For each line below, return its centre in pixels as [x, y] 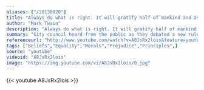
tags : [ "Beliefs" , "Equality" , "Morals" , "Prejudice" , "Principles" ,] [92, 46]
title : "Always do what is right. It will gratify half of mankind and [99, 18]
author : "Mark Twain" [34, 23]
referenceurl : [24, 40]
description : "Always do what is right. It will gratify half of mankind [102, 29]
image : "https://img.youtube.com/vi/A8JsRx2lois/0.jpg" [78, 63]
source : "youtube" [29, 52]
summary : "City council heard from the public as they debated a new [96, 35]
